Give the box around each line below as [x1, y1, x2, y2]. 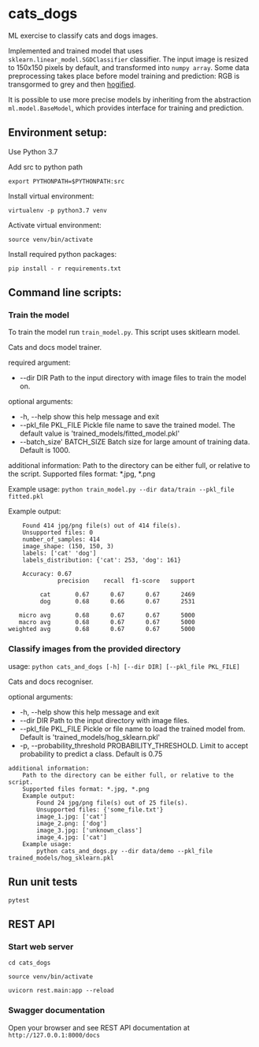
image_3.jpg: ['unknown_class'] [36, 826, 143, 834]
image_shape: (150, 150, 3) [22, 543, 114, 551]
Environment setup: [8, 126, 108, 139]
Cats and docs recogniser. [8, 677, 94, 686]
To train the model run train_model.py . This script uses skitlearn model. [8, 328, 240, 337]
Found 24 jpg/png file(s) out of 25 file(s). [36, 799, 189, 807]
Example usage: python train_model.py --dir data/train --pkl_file [8, 485, 235, 494]
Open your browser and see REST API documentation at [8, 1023, 191, 1032]
